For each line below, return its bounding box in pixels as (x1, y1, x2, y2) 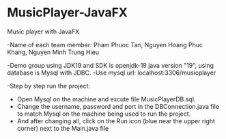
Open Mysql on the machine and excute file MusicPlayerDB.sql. (16, 94, 196, 103)
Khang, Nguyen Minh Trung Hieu (7, 48, 100, 56)
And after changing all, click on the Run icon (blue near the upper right (16, 116, 215, 125)
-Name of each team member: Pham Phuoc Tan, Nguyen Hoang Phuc (7, 40, 203, 49)
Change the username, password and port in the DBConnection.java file (16, 102, 220, 110)
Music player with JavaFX (7, 27, 80, 36)
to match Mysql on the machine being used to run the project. (16, 110, 191, 118)
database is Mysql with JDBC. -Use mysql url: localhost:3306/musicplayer (7, 68, 216, 77)
